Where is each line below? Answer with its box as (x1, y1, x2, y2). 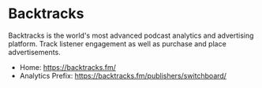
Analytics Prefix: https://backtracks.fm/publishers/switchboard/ (19, 71, 227, 80)
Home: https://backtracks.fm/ (19, 62, 117, 71)
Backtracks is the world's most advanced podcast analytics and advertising (8, 31, 254, 40)
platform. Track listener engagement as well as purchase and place (8, 38, 226, 48)
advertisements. (8, 47, 61, 57)
